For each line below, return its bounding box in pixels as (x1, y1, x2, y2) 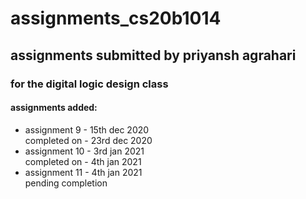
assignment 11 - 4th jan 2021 (24, 166, 143, 178)
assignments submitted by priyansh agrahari (10, 47, 297, 64)
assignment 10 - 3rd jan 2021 (24, 145, 145, 157)
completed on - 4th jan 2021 (24, 155, 142, 167)
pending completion (24, 177, 108, 189)
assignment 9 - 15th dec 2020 (24, 123, 150, 136)
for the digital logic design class (10, 77, 169, 91)
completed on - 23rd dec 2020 (24, 134, 153, 146)
